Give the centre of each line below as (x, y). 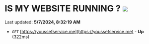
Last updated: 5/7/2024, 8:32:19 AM (42, 22)
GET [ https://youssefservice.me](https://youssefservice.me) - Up (78, 31)
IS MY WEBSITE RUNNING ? (63, 9)
